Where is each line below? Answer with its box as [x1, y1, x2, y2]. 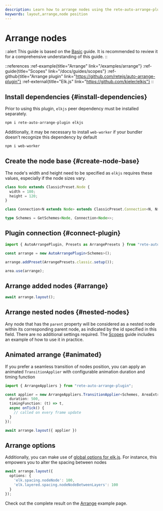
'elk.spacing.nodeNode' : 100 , [14, 478, 75, 483]
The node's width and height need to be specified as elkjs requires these [5, 170, 153, 176]
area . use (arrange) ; [5, 268, 45, 273]
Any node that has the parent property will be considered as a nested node [5, 321, 155, 327]
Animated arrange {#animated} [5, 351, 102, 359]
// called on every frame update [14, 410, 81, 415]
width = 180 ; [9, 189, 36, 194]
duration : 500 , [9, 397, 40, 402]
